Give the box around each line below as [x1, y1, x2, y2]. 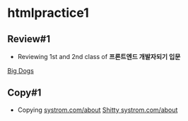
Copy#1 [7, 87, 42, 99]
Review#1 [7, 33, 51, 45]
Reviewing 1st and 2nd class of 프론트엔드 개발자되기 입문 [17, 53, 181, 60]
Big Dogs [7, 67, 34, 75]
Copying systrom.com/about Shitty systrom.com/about [17, 106, 178, 114]
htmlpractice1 [7, 5, 90, 21]
